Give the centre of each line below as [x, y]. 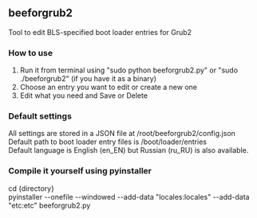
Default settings [40, 116]
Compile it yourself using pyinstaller [80, 171]
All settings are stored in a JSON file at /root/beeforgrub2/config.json [122, 134]
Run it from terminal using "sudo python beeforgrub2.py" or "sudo [128, 70]
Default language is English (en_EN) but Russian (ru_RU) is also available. [128, 150]
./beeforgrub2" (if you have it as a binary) [88, 79]
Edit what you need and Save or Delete [84, 95]
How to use [31, 53]
